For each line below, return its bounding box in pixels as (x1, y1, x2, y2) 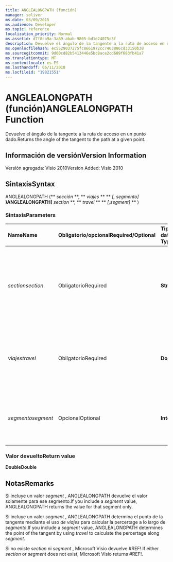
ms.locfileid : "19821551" (5, 70, 61, 75)
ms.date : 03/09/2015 (5, 17, 50, 22)
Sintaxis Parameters (5, 212, 56, 219)
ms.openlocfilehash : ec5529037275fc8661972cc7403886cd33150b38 (5, 46, 144, 51)
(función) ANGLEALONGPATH (5, 103, 133, 115)
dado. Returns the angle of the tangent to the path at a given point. (5, 136, 146, 142)
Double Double (5, 464, 37, 470)
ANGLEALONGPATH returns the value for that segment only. (5, 503, 133, 510)
